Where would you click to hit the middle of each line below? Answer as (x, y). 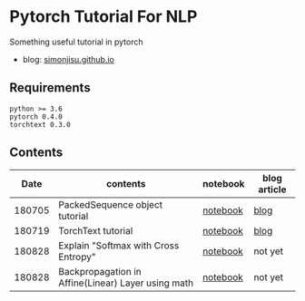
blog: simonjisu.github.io (69, 59)
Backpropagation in (100, 271)
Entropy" (77, 257)
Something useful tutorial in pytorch (76, 42)
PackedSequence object (111, 204)
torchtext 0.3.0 (40, 124)
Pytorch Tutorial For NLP (103, 17)
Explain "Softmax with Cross (119, 245)
